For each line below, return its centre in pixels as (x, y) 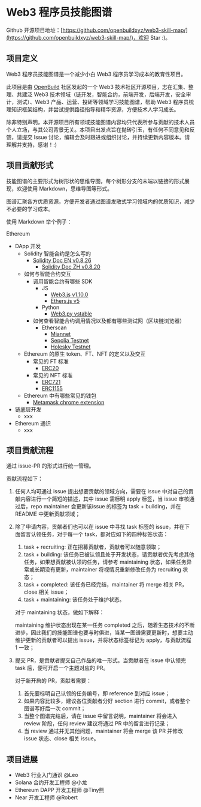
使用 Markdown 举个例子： (39, 221)
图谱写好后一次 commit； (55, 708)
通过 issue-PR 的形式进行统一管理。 (50, 466)
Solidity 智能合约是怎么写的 (57, 254)
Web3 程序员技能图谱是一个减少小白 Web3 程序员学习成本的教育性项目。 (96, 74)
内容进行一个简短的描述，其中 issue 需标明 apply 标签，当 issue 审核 (105, 499)
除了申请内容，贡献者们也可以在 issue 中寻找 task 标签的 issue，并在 (100, 527)
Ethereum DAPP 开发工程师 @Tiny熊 (60, 790)
